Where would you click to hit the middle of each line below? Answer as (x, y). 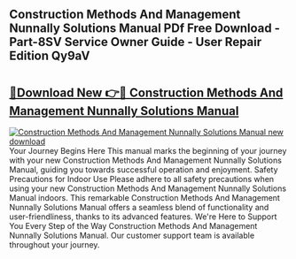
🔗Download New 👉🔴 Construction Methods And (146, 92)
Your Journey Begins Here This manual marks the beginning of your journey (148, 151)
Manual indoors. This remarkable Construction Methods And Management (145, 198)
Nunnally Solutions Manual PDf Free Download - (145, 29)
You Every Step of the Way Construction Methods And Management (133, 226)
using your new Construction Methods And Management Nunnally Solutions (148, 188)
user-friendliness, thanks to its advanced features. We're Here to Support (143, 217)
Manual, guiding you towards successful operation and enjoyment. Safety (144, 170)
